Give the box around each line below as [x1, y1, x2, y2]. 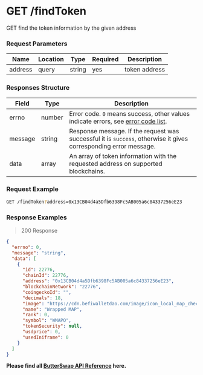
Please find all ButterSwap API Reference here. [6, 362, 127, 370]
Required [92, 55, 119, 64]
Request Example [6, 185, 59, 193]
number [41, 113, 63, 122]
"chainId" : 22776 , [22, 273, 69, 279]
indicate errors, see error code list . [69, 117, 167, 125]
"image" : [22, 300, 45, 307]
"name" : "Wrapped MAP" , [22, 306, 83, 313]
